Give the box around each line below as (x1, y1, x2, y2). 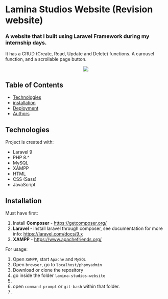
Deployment (12, 105, 39, 111)
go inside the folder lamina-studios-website (12, 272, 106, 279)
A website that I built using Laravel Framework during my (5, 33, 150, 40)
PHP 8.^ (12, 155, 30, 161)
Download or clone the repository (12, 267, 83, 273)
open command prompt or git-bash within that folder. (12, 283, 120, 289)
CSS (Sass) (12, 176, 37, 182)
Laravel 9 (12, 149, 33, 155)
